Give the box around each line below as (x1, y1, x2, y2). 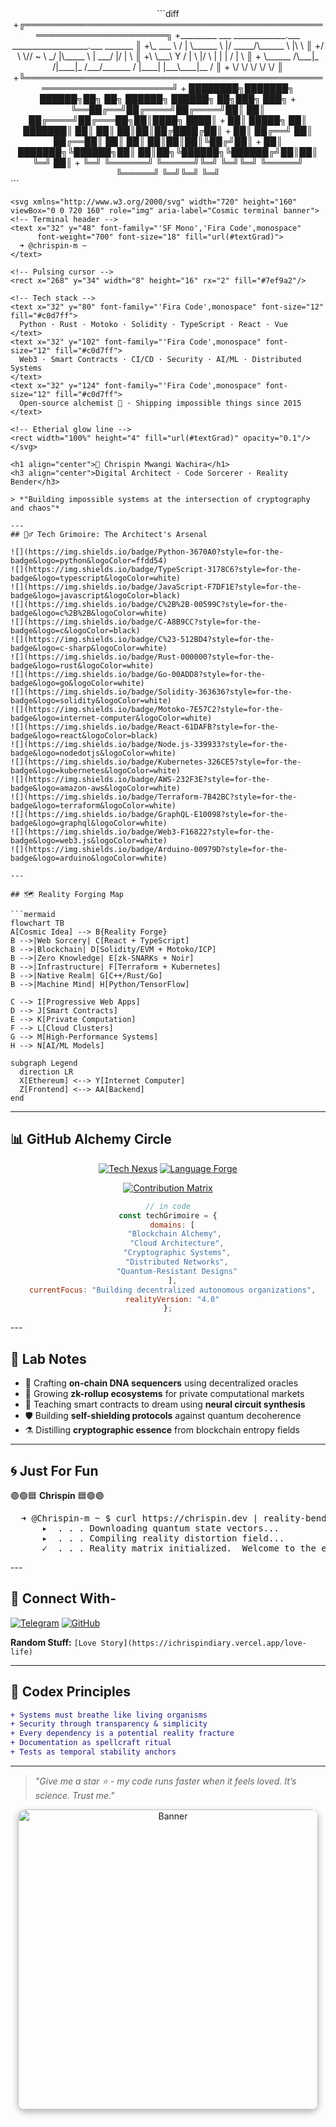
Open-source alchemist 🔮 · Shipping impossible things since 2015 (19, 398, 302, 408)
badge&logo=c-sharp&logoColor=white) (10, 643, 168, 653)
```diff (156, 8, 180, 19)
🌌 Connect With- (10, 1590, 117, 1607)
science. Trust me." (34, 1789, 115, 1801)
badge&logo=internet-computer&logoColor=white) (10, 713, 213, 723)
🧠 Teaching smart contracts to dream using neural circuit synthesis (24, 1398, 306, 1411)
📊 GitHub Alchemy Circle (10, 1131, 172, 1148)
